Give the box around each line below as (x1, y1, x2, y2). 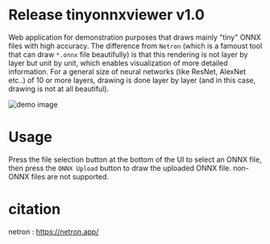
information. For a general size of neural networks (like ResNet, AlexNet (8, 66, 247, 76)
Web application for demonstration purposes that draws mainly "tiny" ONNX (8, 32, 262, 42)
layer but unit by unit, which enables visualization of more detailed (8, 58, 228, 68)
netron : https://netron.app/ (8, 226, 99, 236)
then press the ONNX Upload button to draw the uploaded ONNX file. (8, 163, 232, 173)
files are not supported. (31, 171, 109, 181)
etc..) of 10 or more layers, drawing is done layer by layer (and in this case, (8, 75, 256, 85)
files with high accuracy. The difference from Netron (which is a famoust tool (8, 40, 263, 50)
